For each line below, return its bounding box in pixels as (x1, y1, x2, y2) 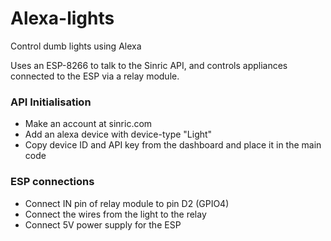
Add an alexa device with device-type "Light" (24, 128, 213, 141)
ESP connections (10, 175, 95, 189)
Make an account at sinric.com (24, 118, 153, 130)
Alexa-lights (10, 7, 115, 30)
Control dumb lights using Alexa (10, 40, 142, 52)
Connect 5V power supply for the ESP (24, 218, 182, 231)
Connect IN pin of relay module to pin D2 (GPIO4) (24, 197, 230, 209)
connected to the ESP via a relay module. (10, 70, 180, 82)
